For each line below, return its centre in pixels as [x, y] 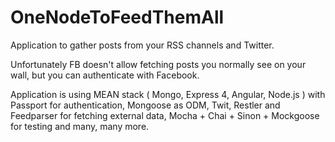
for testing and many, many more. [80, 126]
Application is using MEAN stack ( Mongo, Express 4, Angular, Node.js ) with [168, 94]
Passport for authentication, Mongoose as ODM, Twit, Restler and [145, 105]
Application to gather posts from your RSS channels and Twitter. [142, 45]
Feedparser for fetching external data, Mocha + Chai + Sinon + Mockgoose [165, 115]
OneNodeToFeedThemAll [117, 17]
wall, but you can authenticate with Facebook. [105, 75]
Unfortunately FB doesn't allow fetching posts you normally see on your [158, 64]
